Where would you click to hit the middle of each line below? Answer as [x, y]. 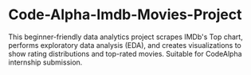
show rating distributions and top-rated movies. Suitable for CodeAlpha [125, 53]
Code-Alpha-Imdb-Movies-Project [125, 15]
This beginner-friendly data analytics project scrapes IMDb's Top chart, [125, 37]
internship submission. [45, 62]
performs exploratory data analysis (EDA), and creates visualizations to [125, 45]
